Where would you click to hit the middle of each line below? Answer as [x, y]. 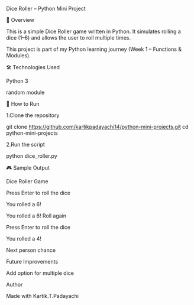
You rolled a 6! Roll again [36, 216]
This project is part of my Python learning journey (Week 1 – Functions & [94, 49]
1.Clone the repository [33, 115]
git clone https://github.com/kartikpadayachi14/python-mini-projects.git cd [97, 127]
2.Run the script [26, 145]
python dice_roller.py [32, 156]
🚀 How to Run [23, 104]
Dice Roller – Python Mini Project [46, 9]
